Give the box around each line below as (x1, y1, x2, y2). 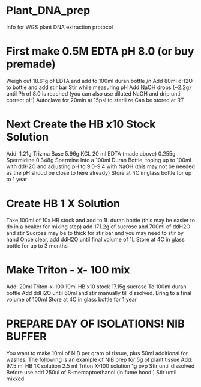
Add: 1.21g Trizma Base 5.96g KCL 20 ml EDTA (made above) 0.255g (6, 150, 176, 157)
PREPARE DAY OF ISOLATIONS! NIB (6, 317, 185, 331)
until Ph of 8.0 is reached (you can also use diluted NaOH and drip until (6, 90, 182, 97)
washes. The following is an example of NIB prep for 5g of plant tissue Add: (6, 356, 193, 363)
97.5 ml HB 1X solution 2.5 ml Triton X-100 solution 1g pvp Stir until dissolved (6, 362, 195, 370)
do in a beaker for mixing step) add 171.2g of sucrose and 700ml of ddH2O (6, 223, 191, 230)
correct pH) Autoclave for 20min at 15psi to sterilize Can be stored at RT (6, 96, 184, 103)
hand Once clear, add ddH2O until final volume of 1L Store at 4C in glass (6, 236, 185, 243)
